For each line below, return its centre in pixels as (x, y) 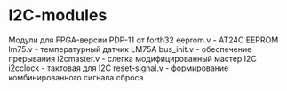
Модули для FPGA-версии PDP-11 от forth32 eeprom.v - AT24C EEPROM (143, 40)
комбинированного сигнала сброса (76, 77)
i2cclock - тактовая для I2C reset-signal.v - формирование (119, 68)
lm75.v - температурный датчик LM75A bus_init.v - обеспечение (130, 49)
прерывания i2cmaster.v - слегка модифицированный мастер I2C (132, 58)
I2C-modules (58, 15)
